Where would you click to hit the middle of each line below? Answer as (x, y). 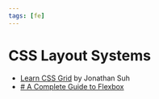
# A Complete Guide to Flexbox (72, 86)
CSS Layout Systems (80, 55)
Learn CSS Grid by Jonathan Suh (75, 78)
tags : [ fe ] (27, 16)
